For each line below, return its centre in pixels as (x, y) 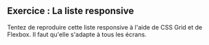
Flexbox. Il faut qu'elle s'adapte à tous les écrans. (77, 34)
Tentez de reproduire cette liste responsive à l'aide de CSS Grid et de (105, 27)
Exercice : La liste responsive (71, 11)
